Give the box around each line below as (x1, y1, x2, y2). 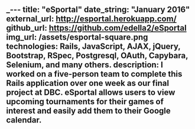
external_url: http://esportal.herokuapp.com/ (6, 14, 177, 24)
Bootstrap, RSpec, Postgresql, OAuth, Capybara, (6, 51, 188, 61)
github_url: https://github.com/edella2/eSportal (6, 23, 187, 33)
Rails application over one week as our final (6, 78, 170, 88)
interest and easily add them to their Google (6, 106, 171, 116)
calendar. (6, 115, 42, 125)
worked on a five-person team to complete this (6, 69, 183, 79)
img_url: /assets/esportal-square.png (6, 32, 148, 42)
